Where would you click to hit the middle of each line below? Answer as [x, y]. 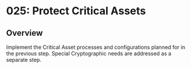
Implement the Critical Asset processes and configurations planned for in [96, 47]
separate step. [24, 60]
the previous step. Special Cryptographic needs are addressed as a [89, 54]
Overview [25, 33]
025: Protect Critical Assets [76, 11]
